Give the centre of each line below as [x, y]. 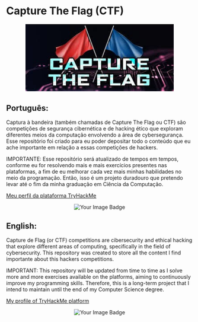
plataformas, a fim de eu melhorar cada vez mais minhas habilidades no [94, 172]
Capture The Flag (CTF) [65, 11]
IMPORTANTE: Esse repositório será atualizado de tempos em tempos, [92, 159]
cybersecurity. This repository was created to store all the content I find [94, 253]
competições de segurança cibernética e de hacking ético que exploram [95, 129]
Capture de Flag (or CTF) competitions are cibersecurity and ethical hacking [99, 240]
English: [22, 226]
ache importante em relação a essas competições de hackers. [82, 148]
